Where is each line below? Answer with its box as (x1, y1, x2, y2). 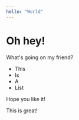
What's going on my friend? (6, 54, 74, 61)
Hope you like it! (6, 95, 45, 102)
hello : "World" (6, 8, 44, 15)
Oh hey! (6, 34, 45, 47)
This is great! (6, 107, 38, 114)
